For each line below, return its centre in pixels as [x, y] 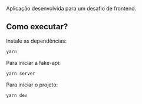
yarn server [21, 73]
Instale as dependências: [37, 41]
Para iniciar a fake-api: [33, 63]
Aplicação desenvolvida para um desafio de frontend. [71, 8]
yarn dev [17, 95]
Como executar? [37, 27]
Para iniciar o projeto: [32, 85]
